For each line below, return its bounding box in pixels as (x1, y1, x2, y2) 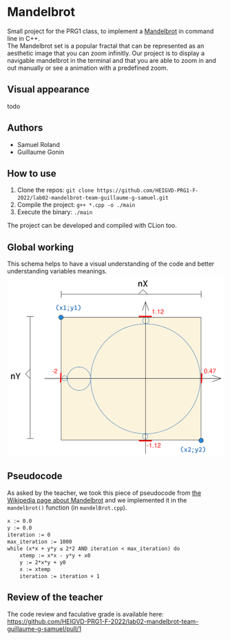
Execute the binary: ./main (17, 208, 93, 216)
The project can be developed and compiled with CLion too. (7, 222, 177, 230)
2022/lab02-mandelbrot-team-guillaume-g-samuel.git (17, 195, 169, 202)
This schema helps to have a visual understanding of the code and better (7, 260, 215, 268)
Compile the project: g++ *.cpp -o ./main (17, 201, 136, 209)
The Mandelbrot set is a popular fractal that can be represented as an (7, 41, 205, 50)
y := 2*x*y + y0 (19, 559, 67, 566)
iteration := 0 (7, 531, 51, 539)
